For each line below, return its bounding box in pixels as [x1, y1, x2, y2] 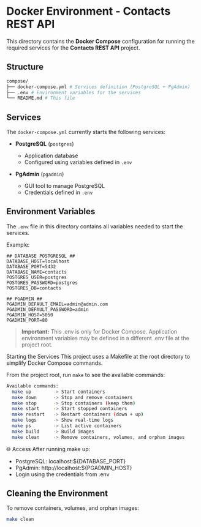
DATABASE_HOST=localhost [6, 258, 70, 264]
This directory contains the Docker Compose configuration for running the [6, 37, 195, 45]
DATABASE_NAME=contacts [6, 269, 67, 275]
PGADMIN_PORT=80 [6, 317, 48, 323]
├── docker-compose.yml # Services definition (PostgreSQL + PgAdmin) [6, 84, 191, 90]
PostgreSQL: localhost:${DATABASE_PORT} [15, 457, 126, 465]
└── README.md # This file [6, 95, 75, 102]
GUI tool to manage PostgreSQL [24, 182, 105, 190]
